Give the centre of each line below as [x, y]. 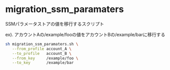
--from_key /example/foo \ [45, 58]
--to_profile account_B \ [42, 53]
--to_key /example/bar [43, 63]
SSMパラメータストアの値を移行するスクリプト [55, 24]
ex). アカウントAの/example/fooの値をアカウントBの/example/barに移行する [85, 34]
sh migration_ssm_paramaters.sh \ [42, 44]
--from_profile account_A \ [42, 49]
